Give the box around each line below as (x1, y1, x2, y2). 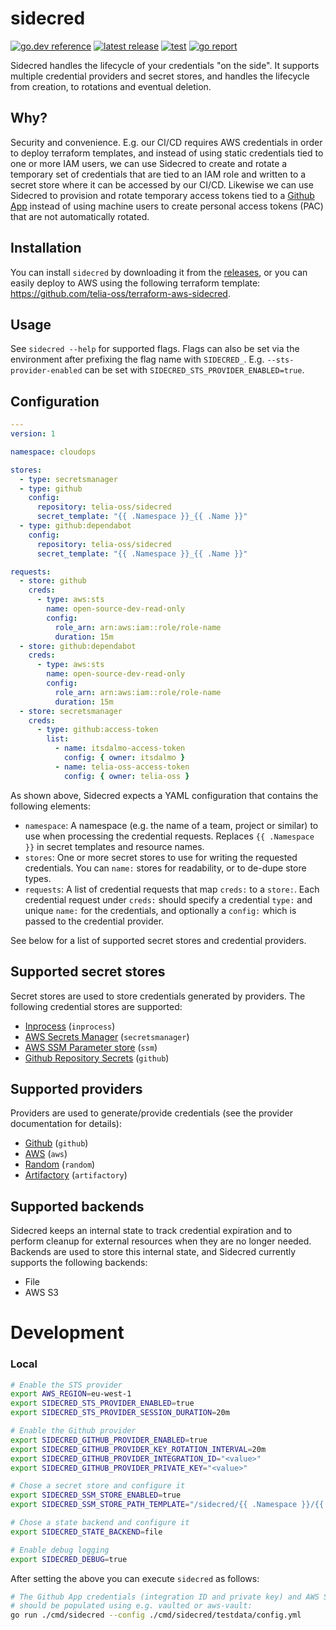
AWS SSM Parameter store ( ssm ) (24, 1041, 158, 1053)
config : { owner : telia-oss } (63, 771, 190, 781)
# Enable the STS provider (10, 1380, 123, 1390)
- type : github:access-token (36, 725, 159, 735)
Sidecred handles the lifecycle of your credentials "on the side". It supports (10, 59, 320, 71)
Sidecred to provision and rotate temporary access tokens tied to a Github (10, 189, 315, 201)
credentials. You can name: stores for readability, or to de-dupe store (24, 862, 307, 874)
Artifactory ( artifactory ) (24, 1169, 128, 1181)
